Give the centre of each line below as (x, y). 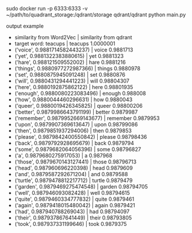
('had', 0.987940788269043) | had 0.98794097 (72, 211)
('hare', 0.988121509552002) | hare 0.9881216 (70, 62)
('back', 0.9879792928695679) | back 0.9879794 (74, 143)
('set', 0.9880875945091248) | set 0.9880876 (70, 75)
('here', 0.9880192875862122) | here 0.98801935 (74, 87)
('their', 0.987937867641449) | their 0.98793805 (73, 218)
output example (25, 26)
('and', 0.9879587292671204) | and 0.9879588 (71, 174)
